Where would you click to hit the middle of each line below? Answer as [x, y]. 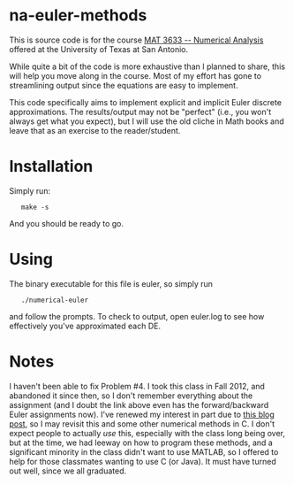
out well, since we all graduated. [68, 471]
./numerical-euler [55, 300]
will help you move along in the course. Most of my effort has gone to [136, 75]
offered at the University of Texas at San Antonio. [98, 49]
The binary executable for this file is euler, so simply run [111, 283]
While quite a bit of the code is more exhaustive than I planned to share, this [147, 66]
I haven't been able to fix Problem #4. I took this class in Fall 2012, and [137, 386]
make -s [35, 207]
